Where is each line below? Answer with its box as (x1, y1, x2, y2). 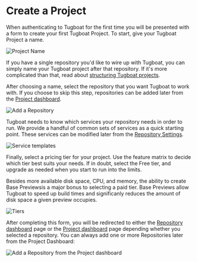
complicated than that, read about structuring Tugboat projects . (6, 71, 161, 78)
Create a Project (6, 4, 86, 18)
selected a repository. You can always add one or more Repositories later (6, 231, 183, 238)
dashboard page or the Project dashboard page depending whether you (6, 225, 181, 232)
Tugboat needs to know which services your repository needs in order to (6, 118, 183, 125)
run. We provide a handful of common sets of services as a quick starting (6, 124, 184, 131)
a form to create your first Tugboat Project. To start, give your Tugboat (6, 29, 176, 37)
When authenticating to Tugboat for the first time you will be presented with (6, 24, 190, 31)
